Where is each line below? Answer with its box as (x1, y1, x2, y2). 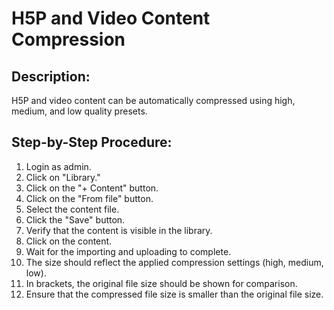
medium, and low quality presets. (11, 105, 148, 117)
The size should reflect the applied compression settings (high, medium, (25, 256, 324, 268)
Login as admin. (25, 160, 92, 172)
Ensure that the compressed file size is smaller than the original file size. (25, 288, 324, 300)
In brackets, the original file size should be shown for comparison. (25, 277, 298, 289)
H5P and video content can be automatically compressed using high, (11, 95, 296, 106)
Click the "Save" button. (25, 213, 126, 226)
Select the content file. (25, 203, 120, 215)
